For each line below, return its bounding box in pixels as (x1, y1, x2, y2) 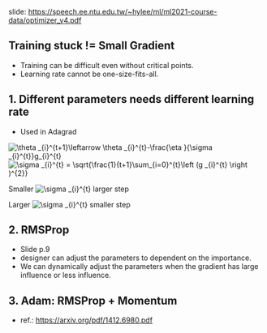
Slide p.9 (19, 245, 50, 254)
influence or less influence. (19, 271, 111, 280)
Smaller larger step (8, 184, 130, 194)
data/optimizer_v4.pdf (8, 15, 82, 25)
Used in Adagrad (19, 126, 77, 136)
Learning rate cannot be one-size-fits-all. (19, 69, 159, 79)
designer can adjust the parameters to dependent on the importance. (19, 253, 252, 263)
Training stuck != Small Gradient (8, 39, 175, 53)
